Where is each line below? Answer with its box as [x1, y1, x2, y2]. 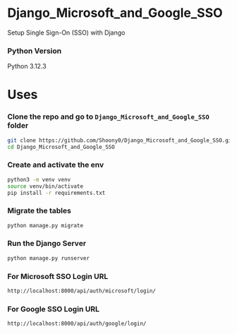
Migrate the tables [7, 206, 72, 216]
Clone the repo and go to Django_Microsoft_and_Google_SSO [7, 112, 209, 121]
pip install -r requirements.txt [7, 189, 106, 196]
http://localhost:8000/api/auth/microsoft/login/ [7, 287, 157, 294]
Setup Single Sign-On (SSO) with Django [7, 28, 126, 37]
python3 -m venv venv [7, 176, 71, 183]
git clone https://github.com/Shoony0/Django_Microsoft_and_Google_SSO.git [7, 136, 235, 144]
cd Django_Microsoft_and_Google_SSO [7, 143, 115, 150]
